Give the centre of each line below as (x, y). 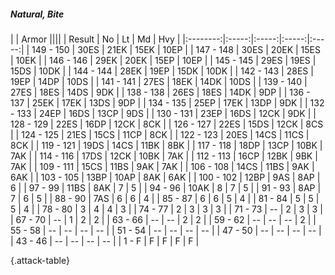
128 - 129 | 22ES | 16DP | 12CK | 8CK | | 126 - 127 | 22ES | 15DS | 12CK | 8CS (167, 124)
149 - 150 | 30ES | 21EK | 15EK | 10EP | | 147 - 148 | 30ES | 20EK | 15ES (176, 49)
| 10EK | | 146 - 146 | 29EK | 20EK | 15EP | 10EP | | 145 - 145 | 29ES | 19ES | (163, 60)
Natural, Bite (37, 14)
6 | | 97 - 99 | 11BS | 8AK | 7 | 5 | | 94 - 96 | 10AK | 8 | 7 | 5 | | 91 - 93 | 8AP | (166, 187)
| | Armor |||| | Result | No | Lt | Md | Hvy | (95, 39)
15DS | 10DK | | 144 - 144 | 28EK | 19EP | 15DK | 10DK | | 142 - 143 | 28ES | (162, 71)
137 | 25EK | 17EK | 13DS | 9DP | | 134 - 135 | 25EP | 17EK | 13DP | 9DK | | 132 (167, 102)
